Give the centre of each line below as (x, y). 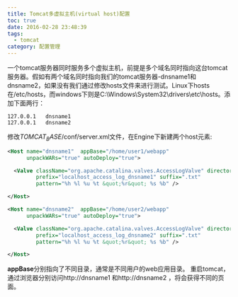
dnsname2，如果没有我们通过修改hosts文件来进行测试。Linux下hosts (109, 85)
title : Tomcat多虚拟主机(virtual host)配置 (69, 14)
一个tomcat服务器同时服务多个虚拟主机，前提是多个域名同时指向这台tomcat (118, 68)
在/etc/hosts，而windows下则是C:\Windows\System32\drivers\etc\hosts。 (116, 94)
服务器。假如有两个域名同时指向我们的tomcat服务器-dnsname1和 (102, 76)
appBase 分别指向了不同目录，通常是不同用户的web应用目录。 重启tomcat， (118, 269)
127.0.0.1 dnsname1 (39, 117)
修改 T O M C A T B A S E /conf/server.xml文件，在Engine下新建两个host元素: (110, 137)
